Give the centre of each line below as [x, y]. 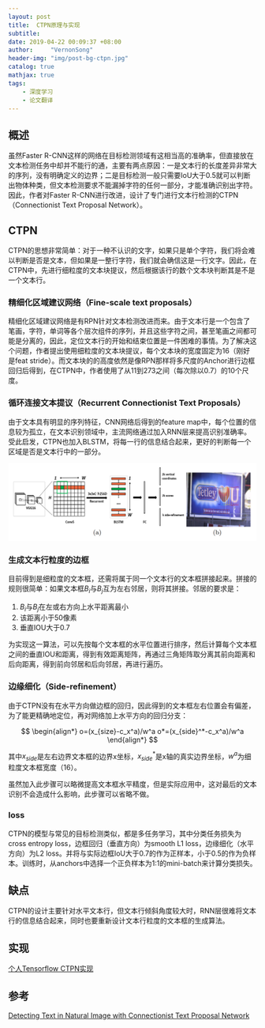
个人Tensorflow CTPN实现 [51, 969]
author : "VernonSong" [50, 50]
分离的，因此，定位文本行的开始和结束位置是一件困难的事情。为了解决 [136, 341]
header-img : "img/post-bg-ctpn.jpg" [68, 59]
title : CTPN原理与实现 [44, 25]
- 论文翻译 [38, 100]
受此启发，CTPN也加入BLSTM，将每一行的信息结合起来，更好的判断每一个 [130, 441]
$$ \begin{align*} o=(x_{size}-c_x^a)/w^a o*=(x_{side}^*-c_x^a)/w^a [132, 731]
